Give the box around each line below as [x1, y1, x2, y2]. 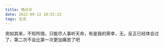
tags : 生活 [5, 16, 27, 21]
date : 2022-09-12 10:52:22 [5, 12, 62, 17]
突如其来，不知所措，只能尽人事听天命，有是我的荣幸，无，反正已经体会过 [5, 31, 159, 37]
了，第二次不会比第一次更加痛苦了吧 [5, 37, 80, 43]
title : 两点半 [5, 7, 33, 12]
